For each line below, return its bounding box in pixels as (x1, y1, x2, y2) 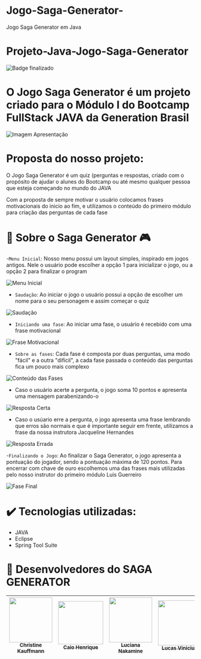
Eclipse (14, 535, 33, 542)
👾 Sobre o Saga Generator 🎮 (6, 230, 151, 244)
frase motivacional (14, 326, 61, 334)
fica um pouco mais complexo (14, 363, 90, 370)
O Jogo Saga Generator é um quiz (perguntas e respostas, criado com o (6, 172, 184, 179)
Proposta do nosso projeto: (6, 152, 144, 165)
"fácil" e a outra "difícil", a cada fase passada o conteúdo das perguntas (14, 357, 193, 364)
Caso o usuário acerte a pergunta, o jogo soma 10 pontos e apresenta (14, 386, 187, 393)
